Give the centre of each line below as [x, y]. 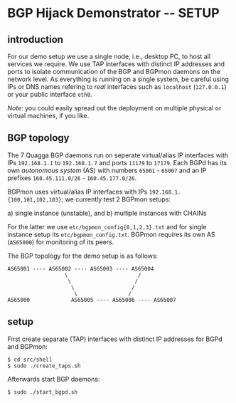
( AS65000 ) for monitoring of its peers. [61, 242]
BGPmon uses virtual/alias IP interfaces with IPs [77, 192]
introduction [36, 40]
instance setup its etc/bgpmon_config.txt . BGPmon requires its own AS [111, 234]
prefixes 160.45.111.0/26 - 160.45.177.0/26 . [72, 178]
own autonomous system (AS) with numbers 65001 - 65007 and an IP [107, 170]
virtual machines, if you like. [48, 116]
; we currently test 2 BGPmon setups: [116, 199]
